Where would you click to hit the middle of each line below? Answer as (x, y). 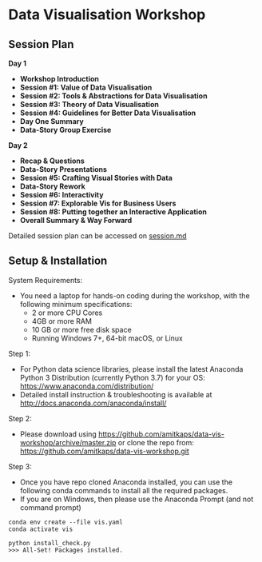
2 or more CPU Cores (67, 313)
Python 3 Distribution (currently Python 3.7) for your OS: (112, 377)
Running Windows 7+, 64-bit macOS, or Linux (107, 338)
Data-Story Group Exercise (65, 130)
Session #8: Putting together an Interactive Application (113, 212)
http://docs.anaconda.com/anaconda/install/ (93, 403)
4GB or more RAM (62, 321)
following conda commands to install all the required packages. (124, 490)
